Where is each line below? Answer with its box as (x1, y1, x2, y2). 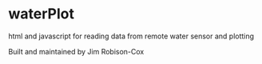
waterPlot (8, 5, 74, 23)
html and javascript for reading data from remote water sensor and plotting (8, 31, 254, 41)
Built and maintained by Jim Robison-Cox (8, 46, 145, 56)
